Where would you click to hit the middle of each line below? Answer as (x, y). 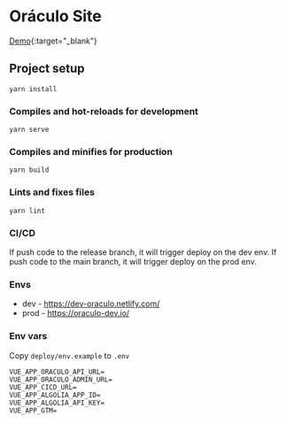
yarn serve (29, 130)
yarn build (29, 170)
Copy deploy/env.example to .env (70, 355)
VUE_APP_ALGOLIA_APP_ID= (55, 395)
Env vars (28, 336)
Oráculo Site (55, 16)
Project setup (47, 69)
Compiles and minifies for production (91, 151)
